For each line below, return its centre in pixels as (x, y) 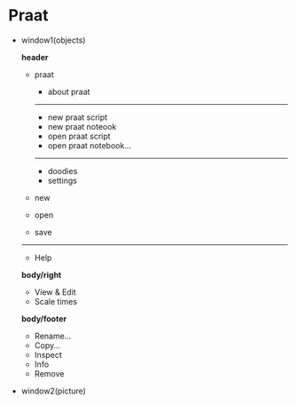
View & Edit (55, 292)
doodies (63, 171)
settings (62, 180)
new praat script (78, 117)
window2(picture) (53, 391)
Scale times (55, 301)
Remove (49, 373)
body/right (41, 274)
